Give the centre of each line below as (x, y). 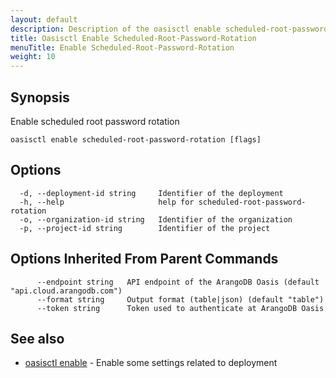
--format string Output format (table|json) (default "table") (180, 299)
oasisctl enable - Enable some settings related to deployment (151, 363)
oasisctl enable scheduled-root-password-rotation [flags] (136, 139)
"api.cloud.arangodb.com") (66, 291)
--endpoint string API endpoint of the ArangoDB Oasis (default (178, 282)
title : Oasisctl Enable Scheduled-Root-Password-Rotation (133, 38)
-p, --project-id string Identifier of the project (145, 228)
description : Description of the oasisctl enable (116, 29)
